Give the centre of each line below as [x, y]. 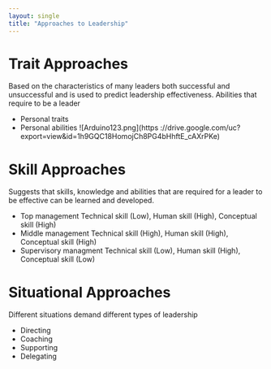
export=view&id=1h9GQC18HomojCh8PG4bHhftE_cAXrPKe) [120, 137]
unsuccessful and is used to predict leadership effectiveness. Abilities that [133, 95]
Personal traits [44, 119]
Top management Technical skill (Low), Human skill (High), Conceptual [138, 216]
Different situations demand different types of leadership [103, 315]
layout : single [34, 16]
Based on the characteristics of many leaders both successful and [119, 86]
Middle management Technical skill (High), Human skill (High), [124, 233]
